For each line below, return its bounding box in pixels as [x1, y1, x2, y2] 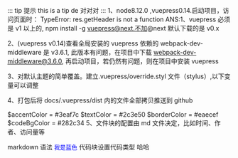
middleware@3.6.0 [7, 57, 63, 65]
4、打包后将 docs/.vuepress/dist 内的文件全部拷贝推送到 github [7, 96, 193, 105]
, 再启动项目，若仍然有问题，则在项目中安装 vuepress [61, 57, 219, 65]
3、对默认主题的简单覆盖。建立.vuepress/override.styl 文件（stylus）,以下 [7, 72, 225, 80]
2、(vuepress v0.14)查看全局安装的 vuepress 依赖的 [7, 39, 159, 48]
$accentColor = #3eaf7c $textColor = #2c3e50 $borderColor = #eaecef [7, 110, 219, 119]
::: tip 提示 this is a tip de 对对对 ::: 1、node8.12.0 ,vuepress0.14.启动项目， [7, 6, 224, 14]
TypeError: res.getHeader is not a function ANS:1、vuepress [40, 15, 217, 23]
